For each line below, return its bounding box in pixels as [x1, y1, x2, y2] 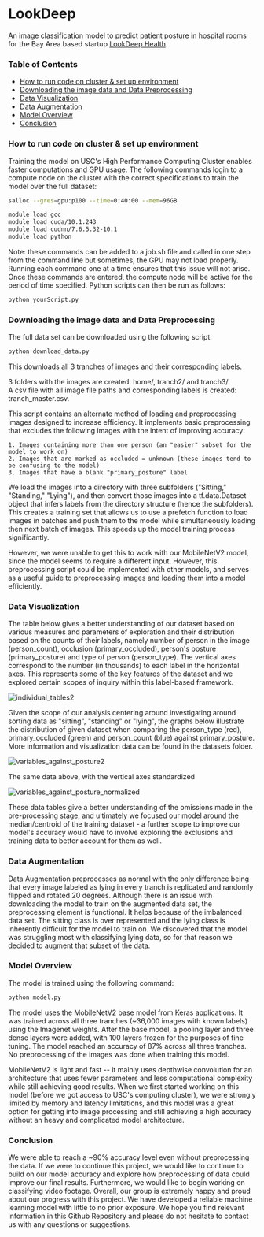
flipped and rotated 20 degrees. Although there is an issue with [8, 890, 213, 900]
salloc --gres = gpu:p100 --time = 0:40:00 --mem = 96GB [8, 196, 178, 205]
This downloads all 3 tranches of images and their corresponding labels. [8, 362, 242, 371]
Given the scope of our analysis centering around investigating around [8, 708, 236, 718]
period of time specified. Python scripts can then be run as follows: [8, 280, 226, 290]
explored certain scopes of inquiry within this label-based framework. [8, 678, 234, 687]
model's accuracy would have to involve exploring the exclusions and [8, 828, 233, 838]
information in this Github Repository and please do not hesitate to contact [8, 1211, 249, 1221]
